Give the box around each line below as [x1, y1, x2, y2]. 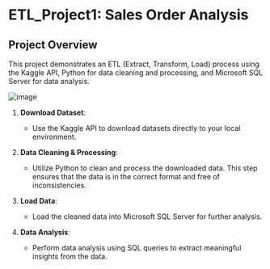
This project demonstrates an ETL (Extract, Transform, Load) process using [8, 59, 260, 69]
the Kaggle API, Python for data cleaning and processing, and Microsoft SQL [8, 68, 264, 78]
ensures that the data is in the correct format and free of [32, 172, 221, 181]
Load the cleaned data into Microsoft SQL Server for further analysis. [32, 212, 263, 221]
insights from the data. [32, 252, 108, 261]
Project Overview [8, 38, 98, 52]
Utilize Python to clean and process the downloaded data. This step [32, 163, 258, 173]
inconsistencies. [32, 180, 86, 190]
